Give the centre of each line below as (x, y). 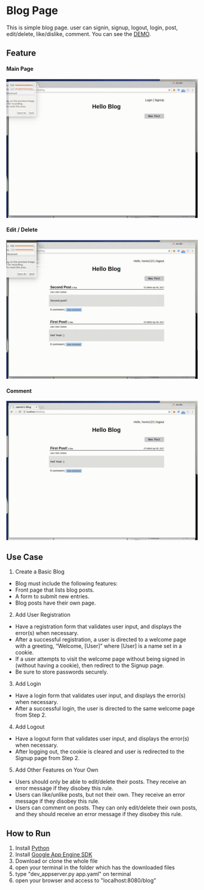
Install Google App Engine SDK (54, 855)
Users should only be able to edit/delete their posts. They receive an (100, 782)
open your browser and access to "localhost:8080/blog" (86, 881)
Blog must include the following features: (66, 584)
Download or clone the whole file (56, 861)
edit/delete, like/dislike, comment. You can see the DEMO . (79, 34)
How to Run (29, 833)
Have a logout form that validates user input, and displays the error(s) (102, 739)
